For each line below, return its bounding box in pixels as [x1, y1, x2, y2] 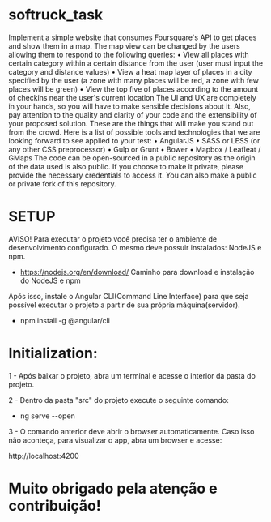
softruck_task [8, 6, 104, 24]
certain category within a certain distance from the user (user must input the [8, 58, 264, 68]
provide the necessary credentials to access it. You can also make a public [8, 170, 257, 180]
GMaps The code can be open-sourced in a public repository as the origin [8, 152, 256, 163]
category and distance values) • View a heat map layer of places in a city [8, 66, 252, 76]
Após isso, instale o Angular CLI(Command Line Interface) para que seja [8, 291, 249, 301]
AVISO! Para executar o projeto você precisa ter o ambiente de [8, 233, 218, 244]
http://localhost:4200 [8, 451, 79, 460]
